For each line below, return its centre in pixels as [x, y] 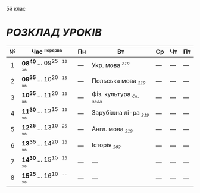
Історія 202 [106, 145]
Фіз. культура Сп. [116, 95]
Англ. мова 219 [112, 129]
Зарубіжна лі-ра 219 [121, 113]
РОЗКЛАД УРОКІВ [54, 33]
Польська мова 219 [119, 81]
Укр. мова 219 [111, 65]
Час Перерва [47, 51]
